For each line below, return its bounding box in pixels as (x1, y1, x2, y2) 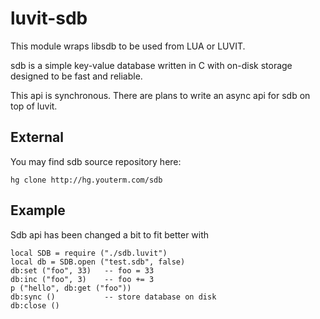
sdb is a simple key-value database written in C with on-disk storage (10, 59, 293, 71)
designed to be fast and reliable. (10, 70, 143, 82)
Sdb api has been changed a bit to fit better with (10, 228, 210, 241)
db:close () (10, 300, 60, 311)
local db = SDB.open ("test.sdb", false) (10, 257, 186, 267)
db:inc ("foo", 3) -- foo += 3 (10, 274, 155, 284)
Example (10, 202, 66, 219)
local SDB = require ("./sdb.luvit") (10, 248, 168, 258)
